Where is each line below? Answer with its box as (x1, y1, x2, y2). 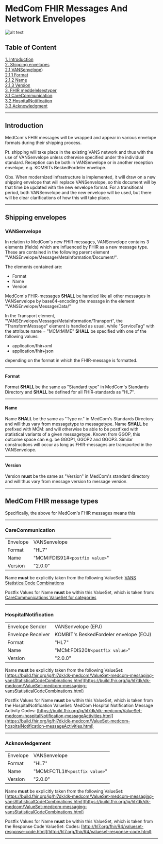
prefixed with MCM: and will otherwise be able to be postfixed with (5, 426, 139, 432)
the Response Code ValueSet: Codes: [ (5, 823, 83, 829)
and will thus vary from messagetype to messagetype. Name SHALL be (5, 421, 148, 427)
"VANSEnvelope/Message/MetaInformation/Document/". (5, 254, 118, 260)
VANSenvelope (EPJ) (54, 623, 103, 630)
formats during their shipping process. (5, 140, 81, 145)
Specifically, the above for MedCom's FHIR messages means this (5, 510, 136, 516)
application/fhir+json (12, 348, 54, 354)
